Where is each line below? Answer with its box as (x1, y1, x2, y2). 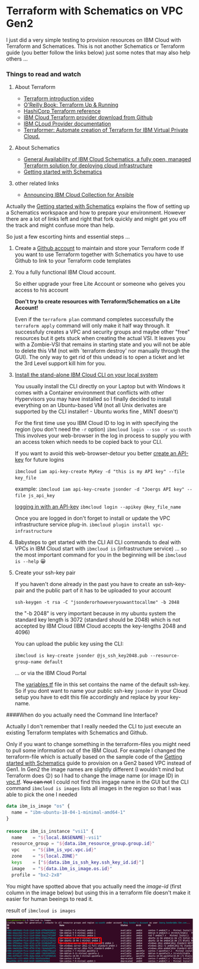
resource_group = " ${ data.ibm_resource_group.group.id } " (11, 840, 155, 847)
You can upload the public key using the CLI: (14, 640, 124, 647)
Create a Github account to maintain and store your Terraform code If (14, 245, 185, 252)
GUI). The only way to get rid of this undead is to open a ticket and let (14, 354, 185, 361)
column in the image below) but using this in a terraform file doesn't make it (6, 889, 191, 896)
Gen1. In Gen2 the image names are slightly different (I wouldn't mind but (6, 766, 184, 773)
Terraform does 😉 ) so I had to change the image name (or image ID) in (6, 772, 179, 779)
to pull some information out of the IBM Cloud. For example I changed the (6, 747, 185, 754)
